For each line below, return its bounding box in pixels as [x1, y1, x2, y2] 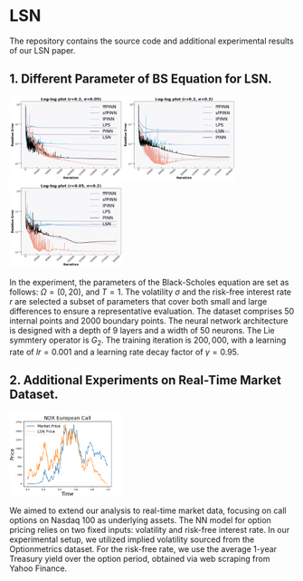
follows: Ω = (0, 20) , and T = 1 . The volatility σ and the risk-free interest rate [9, 286, 292, 297]
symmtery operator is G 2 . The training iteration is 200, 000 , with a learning [9, 334, 287, 347]
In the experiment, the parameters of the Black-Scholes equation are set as [9, 276, 289, 287]
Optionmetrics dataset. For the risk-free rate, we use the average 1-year [9, 544, 278, 555]
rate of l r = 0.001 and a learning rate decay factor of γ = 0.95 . [9, 346, 240, 357]
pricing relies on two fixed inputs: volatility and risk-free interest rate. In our [9, 525, 290, 536]
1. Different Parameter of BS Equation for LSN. [9, 72, 272, 87]
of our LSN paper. [9, 44, 76, 55]
